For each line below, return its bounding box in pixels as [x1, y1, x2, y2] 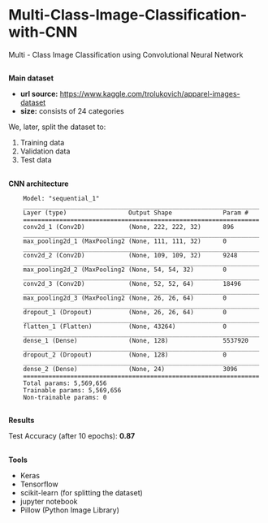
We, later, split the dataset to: [8, 122, 106, 132]
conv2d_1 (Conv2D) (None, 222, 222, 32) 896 [23, 223, 234, 231]
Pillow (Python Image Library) [19, 505, 120, 515]
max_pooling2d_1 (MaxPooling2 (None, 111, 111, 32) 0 [23, 237, 227, 245]
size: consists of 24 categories [19, 106, 124, 116]
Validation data [19, 146, 71, 156]
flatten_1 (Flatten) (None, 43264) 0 [23, 322, 227, 331]
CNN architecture [8, 179, 69, 188]
